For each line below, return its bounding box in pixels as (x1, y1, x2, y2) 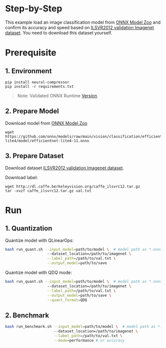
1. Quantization (5, 224, 52, 232)
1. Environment (5, 67, 52, 75)
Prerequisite (5, 47, 57, 58)
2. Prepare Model (5, 107, 59, 116)
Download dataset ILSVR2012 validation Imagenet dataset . (5, 165, 124, 171)
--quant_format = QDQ (47, 297, 87, 303)
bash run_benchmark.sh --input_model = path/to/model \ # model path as (5, 324, 156, 329)
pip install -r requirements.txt (5, 84, 74, 89)
